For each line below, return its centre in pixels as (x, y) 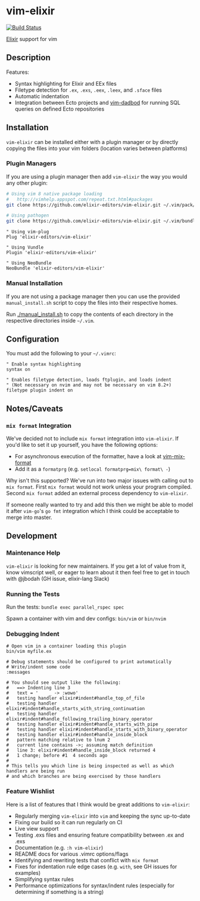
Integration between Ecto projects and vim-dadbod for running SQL (97, 102)
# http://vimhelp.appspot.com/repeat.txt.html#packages (79, 199)
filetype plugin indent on (40, 390)
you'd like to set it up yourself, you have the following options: (82, 445)
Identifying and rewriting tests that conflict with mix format (87, 860)
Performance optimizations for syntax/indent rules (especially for (94, 886)
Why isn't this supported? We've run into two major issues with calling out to (100, 481)
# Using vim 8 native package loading (54, 194)
